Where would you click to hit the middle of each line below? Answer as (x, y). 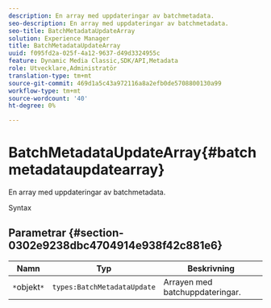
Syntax (20, 208)
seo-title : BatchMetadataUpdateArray (72, 31)
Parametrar (38, 233)
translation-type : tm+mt (50, 76)
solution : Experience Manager (59, 38)
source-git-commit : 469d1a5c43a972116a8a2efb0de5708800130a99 (115, 83)
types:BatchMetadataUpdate (104, 287)
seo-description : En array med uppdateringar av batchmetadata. (119, 23)
